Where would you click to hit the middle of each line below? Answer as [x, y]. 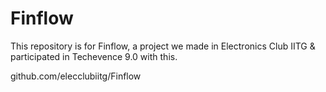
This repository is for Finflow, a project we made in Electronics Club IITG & [163, 46]
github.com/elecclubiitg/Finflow [76, 76]
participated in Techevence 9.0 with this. [94, 56]
